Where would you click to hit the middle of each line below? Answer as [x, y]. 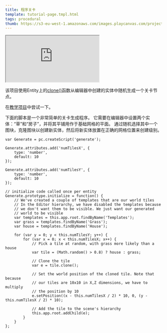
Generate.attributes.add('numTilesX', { [48, 148]
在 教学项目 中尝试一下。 [29, 107]
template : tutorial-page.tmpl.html [42, 14]
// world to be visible [39, 213]
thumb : [12, 24]
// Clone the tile [51, 261]
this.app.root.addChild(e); [61, 313]
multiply [14, 287]
